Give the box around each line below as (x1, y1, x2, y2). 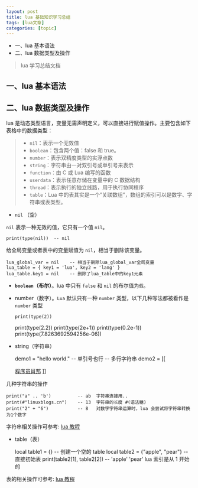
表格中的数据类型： (6, 127, 53, 134)
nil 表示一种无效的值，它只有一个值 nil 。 (6, 224, 108, 231)
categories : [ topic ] (6, 25, 57, 31)
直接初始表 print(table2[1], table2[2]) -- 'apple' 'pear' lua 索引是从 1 (14, 456, 178, 463)
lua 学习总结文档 (20, 62, 61, 69)
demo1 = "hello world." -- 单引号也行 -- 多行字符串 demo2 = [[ (14, 355, 165, 362)
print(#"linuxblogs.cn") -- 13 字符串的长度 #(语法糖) (6, 399, 147, 405)
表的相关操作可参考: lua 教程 (6, 476, 75, 483)
